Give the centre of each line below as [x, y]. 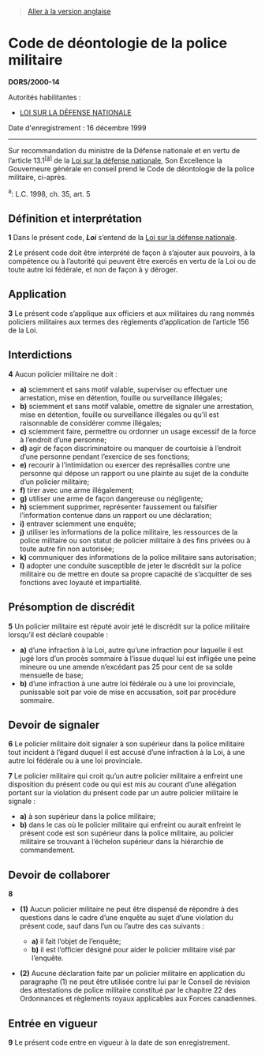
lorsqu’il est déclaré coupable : [58, 634]
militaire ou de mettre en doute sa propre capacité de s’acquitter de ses [136, 574]
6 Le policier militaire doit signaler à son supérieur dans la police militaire [127, 744]
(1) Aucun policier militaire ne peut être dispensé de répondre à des [129, 909]
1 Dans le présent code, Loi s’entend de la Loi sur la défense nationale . [123, 238]
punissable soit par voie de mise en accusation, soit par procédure [128, 692]
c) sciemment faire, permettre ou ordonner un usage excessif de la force [138, 431]
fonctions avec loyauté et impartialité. [80, 582]
